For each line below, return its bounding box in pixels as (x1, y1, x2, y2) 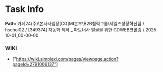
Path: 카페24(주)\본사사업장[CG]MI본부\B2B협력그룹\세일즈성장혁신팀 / (5, 20, 145, 26)
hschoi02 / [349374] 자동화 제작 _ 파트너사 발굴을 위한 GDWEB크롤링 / (5, 26, 145, 33)
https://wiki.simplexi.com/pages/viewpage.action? (16, 56, 119, 62)
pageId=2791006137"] (12, 61, 58, 68)
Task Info (5, 3, 44, 15)
